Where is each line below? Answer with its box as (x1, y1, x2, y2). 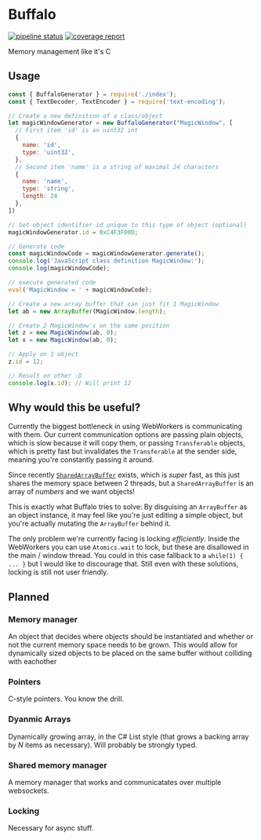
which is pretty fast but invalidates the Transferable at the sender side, (8, 446, 237, 457)
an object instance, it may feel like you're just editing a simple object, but (8, 511, 243, 520)
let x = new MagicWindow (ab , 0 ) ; (8, 336, 118, 344)
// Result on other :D (8, 372, 82, 380)
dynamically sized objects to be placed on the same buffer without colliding (8, 648, 252, 658)
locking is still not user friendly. (8, 567, 109, 577)
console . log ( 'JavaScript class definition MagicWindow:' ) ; (8, 257, 205, 265)
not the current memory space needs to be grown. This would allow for (8, 640, 238, 650)
